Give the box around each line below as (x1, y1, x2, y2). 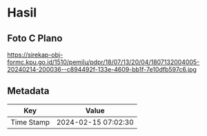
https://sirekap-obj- (7, 50, 63, 59)
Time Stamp (10, 117, 50, 127)
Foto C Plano (7, 32, 63, 44)
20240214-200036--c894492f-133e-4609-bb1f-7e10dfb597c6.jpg (7, 66, 197, 73)
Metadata (7, 85, 50, 97)
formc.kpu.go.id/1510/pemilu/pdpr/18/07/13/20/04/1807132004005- (7, 58, 200, 66)
